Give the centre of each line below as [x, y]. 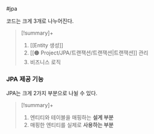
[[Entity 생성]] [47, 45]
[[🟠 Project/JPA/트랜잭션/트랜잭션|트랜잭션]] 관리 [89, 53]
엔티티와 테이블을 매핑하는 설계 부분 [72, 118]
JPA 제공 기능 [25, 79]
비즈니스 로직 [45, 62]
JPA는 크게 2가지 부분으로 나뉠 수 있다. [52, 93]
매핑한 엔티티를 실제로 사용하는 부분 [72, 125]
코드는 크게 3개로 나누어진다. [40, 21]
